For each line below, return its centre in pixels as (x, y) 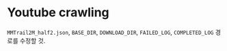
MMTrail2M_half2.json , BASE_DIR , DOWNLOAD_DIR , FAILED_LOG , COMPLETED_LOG (110, 32)
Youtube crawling (58, 13)
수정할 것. (32, 40)
